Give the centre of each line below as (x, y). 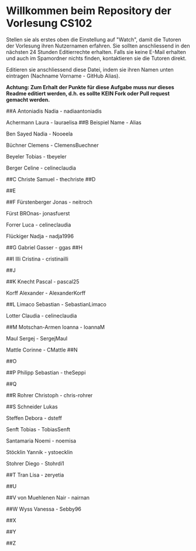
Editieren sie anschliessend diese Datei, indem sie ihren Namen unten (90, 69)
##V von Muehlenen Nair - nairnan (48, 498)
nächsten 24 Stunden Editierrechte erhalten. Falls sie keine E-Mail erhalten (96, 52)
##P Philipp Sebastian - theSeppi (46, 372)
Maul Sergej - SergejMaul (37, 338)
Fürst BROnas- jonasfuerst (38, 213)
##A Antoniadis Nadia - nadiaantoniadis (54, 111)
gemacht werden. (28, 99)
